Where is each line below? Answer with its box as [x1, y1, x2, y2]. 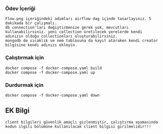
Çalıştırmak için [5, 54, 44, 61]
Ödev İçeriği [5, 5, 36, 12]
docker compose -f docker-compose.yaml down [5, 92, 100, 97]
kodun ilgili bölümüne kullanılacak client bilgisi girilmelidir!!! [5, 124, 151, 129]
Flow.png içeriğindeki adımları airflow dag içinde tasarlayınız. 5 [5, 16, 151, 21]
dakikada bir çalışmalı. [5, 20, 57, 26]
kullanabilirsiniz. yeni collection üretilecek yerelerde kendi [5, 29, 142, 34]
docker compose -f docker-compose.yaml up [5, 70, 95, 75]
